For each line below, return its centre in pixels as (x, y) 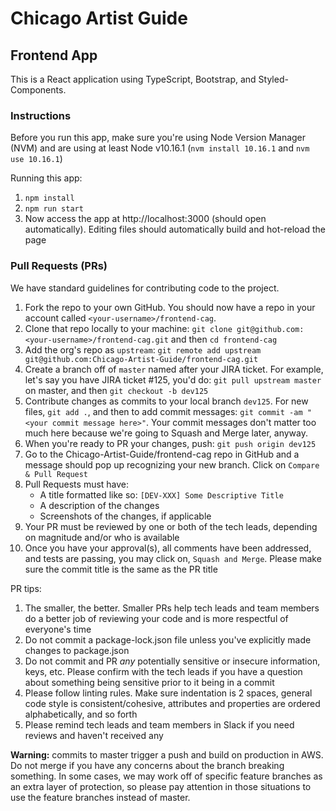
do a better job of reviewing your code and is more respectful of (156, 618)
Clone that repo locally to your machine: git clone (128, 328)
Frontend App (54, 55)
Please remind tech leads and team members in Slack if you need (159, 724)
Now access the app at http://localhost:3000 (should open (145, 219)
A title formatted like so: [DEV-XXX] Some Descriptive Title (161, 494)
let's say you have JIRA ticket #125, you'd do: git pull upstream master (173, 379)
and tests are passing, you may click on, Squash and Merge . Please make (173, 558)
